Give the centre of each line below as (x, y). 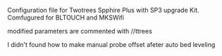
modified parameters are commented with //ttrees (80, 31)
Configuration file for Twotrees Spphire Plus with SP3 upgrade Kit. (103, 10)
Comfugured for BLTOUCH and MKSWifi (66, 17)
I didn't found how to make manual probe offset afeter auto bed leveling (111, 44)
